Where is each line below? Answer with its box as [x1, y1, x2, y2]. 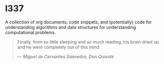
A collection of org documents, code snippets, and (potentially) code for [5, 19, 152, 25]
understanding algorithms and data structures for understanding [5, 24, 136, 30]
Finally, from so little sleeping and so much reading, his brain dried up [17, 39, 159, 44]
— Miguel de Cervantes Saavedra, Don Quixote [17, 53, 114, 59]
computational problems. [5, 29, 56, 35]
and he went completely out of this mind [17, 44, 100, 50]
